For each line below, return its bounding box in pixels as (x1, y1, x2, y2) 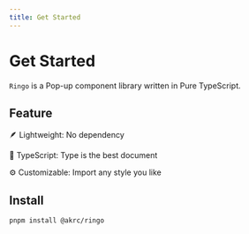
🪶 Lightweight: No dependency (9, 130, 125, 140)
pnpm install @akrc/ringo (9, 216, 104, 225)
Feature (9, 105, 53, 120)
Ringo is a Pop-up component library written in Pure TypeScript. (9, 80, 241, 91)
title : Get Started (9, 12, 81, 22)
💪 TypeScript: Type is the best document (9, 150, 158, 161)
